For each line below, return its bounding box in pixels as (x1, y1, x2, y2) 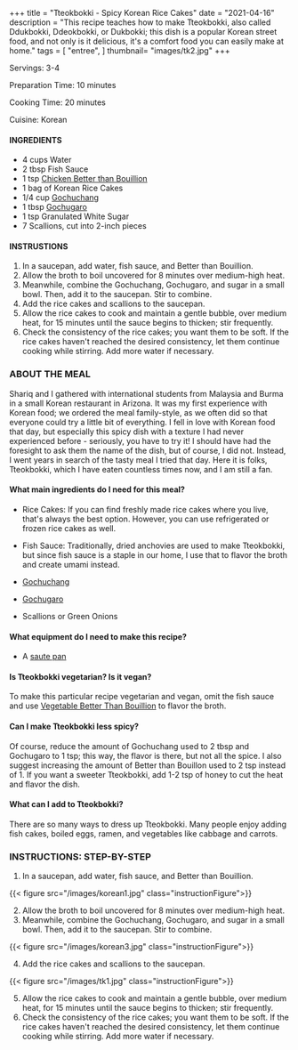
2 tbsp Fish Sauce (21, 164, 89, 174)
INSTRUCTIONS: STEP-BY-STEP (9, 850, 151, 862)
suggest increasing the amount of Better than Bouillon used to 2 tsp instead (9, 760, 286, 771)
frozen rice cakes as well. (21, 522, 117, 533)
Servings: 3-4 (9, 62, 60, 73)
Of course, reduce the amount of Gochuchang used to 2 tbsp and (9, 740, 250, 751)
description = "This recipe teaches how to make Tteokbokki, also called (9, 17, 271, 28)
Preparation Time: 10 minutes (9, 80, 117, 90)
